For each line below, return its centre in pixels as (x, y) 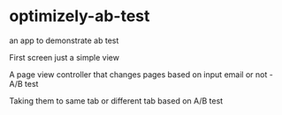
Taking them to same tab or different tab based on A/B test (116, 101)
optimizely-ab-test (80, 16)
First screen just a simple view (64, 57)
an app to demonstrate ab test (64, 40)
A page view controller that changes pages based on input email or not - (141, 74)
